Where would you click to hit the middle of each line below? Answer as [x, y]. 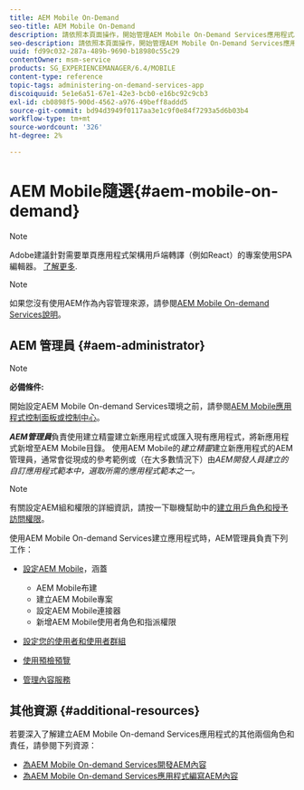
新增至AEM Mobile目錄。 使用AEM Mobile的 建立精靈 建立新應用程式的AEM [155, 448]
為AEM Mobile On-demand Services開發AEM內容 [114, 765]
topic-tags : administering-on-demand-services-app [107, 85]
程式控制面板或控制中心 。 [57, 417]
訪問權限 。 [29, 518]
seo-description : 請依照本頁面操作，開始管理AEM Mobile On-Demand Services [146, 43]
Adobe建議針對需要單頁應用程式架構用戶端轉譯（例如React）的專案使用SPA [151, 255]
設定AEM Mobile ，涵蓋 [65, 568]
